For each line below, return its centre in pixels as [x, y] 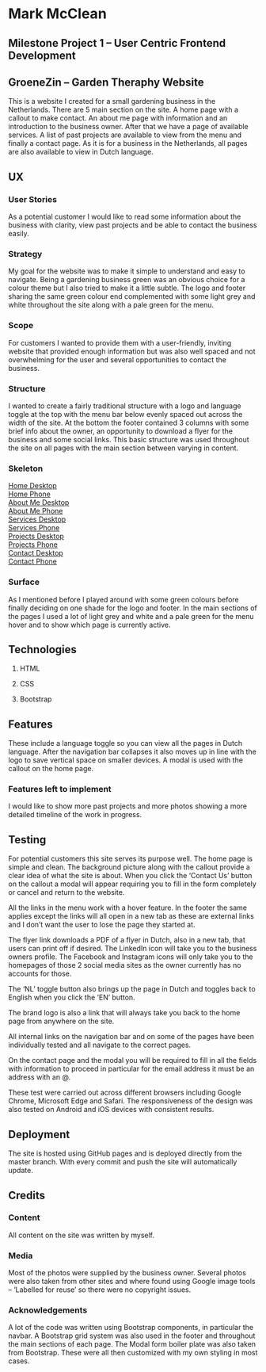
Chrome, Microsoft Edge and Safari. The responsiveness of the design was [131, 1101]
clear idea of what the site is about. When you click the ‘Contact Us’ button [130, 876]
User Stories [33, 199]
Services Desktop [37, 519]
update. [21, 1171]
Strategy [25, 254]
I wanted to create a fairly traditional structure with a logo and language [125, 406]
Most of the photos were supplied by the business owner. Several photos [127, 1273]
